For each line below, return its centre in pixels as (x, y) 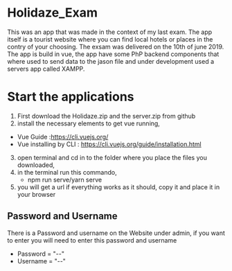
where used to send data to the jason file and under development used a (111, 61)
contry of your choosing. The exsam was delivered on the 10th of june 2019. (116, 46)
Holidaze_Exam (53, 13)
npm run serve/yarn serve (65, 180)
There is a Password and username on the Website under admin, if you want (116, 233)
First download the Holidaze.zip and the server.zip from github (106, 116)
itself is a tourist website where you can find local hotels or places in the (110, 39)
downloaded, (36, 165)
